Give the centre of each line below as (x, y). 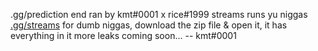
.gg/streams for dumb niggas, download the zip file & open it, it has (149, 25)
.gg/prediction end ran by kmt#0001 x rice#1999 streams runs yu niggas (159, 14)
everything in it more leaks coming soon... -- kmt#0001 (123, 35)
